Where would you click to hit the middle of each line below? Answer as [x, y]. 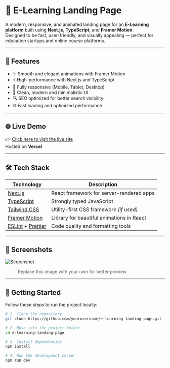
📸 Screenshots [29, 249]
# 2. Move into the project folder [43, 328]
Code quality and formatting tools [91, 226]
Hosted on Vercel [24, 146]
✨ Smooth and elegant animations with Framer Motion [69, 74]
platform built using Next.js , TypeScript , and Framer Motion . [70, 29]
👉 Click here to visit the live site [39, 139]
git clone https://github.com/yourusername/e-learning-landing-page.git [83, 319]
